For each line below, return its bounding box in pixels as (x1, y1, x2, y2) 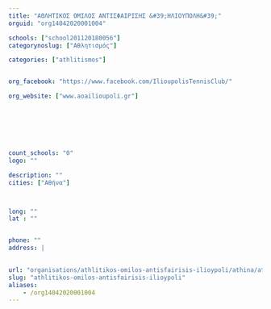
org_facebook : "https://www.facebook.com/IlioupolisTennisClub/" (8, 77, 232, 86)
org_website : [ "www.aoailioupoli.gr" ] (8, 92, 139, 101)
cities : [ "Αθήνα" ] (8, 178, 70, 186)
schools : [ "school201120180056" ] (8, 34, 121, 42)
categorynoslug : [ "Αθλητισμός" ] (8, 41, 117, 49)
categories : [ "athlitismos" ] (8, 56, 106, 65)
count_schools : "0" (8, 149, 74, 157)
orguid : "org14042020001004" (8, 19, 106, 27)
